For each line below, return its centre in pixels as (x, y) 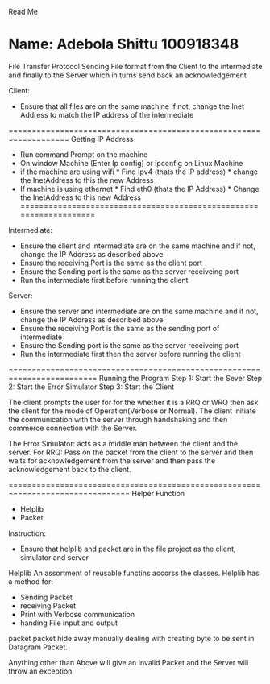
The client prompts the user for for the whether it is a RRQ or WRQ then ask (133, 402)
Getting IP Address (102, 139)
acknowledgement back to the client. (70, 469)
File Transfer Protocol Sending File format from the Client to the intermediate (135, 66)
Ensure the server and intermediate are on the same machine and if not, (139, 311)
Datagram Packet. (38, 647)
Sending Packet (46, 597)
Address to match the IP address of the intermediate (107, 114)
